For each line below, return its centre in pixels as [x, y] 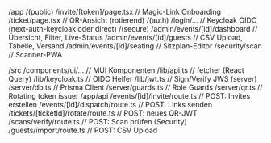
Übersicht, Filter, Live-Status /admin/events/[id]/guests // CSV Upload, [126, 37]
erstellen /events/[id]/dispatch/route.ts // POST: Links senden [110, 105]
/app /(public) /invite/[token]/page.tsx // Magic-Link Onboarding [115, 12]
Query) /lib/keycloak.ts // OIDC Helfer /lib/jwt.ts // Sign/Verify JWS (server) [133, 79]
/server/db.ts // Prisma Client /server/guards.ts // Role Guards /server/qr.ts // [135, 87]
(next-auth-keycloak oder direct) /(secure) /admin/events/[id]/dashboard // [133, 29]
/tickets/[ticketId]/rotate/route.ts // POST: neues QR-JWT [103, 113]
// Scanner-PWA [35, 55]
